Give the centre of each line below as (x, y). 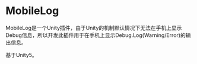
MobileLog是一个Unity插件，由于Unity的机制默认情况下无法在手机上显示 (94, 28)
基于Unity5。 (22, 55)
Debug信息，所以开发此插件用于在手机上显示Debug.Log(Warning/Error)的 (96, 35)
